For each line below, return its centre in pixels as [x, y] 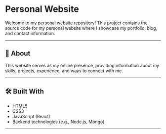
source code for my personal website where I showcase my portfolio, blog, [81, 28]
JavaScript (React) [31, 116]
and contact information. [30, 33]
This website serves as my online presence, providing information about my [82, 65]
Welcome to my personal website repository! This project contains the [76, 23]
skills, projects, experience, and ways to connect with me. [64, 71]
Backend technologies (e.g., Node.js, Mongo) [58, 122]
